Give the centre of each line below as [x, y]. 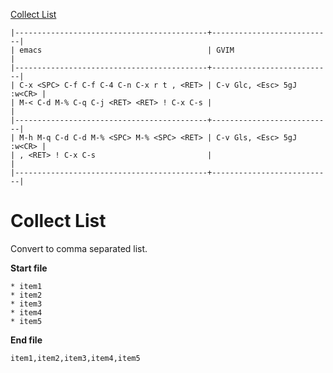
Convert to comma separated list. [79, 248]
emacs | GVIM [127, 50]
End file [26, 340]
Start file [29, 268]
